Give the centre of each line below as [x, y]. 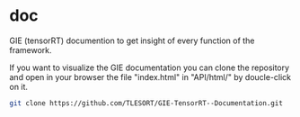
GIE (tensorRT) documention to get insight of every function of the [132, 40]
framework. [31, 49]
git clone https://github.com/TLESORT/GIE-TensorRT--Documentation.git [146, 103]
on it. [19, 86]
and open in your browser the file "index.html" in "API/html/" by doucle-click [150, 76]
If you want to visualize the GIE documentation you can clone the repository [150, 67]
